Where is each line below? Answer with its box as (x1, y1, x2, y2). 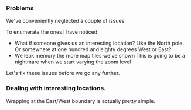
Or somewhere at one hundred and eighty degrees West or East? (14, 46, 172, 53)
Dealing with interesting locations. (6, 84, 107, 93)
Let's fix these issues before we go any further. (6, 70, 120, 77)
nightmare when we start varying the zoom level (14, 58, 131, 65)
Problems (6, 4, 34, 12)
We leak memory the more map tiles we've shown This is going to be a (14, 52, 186, 59)
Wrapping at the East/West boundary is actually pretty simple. (6, 97, 155, 104)
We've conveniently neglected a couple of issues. (6, 17, 126, 24)
